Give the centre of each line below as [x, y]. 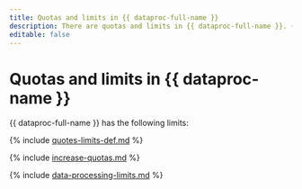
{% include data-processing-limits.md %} [86, 175]
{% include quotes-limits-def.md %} [76, 140]
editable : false [40, 34]
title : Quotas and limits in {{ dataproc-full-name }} [114, 18]
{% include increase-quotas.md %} [75, 157]
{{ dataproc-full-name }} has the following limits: [99, 123]
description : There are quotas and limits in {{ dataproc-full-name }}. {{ [154, 26]
